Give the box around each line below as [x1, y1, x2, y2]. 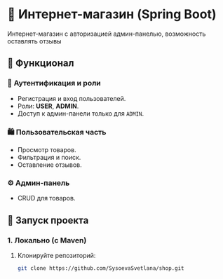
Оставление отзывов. [17, 161, 82, 169]
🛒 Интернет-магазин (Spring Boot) [7, 6, 217, 22]
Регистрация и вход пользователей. [17, 94, 126, 102]
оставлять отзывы [7, 36, 62, 45]
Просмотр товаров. [17, 145, 76, 154]
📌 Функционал [7, 57, 74, 69]
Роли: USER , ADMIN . [17, 102, 79, 110]
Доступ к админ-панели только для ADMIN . [17, 109, 144, 118]
